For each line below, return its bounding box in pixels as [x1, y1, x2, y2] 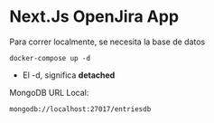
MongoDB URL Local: [9, 87, 89, 98]
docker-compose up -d [9, 53, 91, 62]
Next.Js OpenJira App [9, 6, 179, 27]
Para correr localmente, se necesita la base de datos [9, 36, 206, 47]
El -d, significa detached [22, 70, 116, 80]
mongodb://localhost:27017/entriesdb [9, 104, 152, 114]
